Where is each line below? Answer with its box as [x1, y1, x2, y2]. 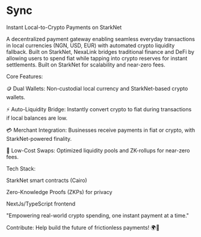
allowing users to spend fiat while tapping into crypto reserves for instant [6, 54, 188, 62]
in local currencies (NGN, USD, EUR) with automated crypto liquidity [6, 42, 175, 49]
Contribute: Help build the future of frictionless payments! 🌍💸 [6, 224, 160, 231]
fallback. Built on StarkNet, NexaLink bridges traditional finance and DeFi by [6, 48, 194, 55]
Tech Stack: [6, 164, 36, 172]
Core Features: [6, 73, 43, 80]
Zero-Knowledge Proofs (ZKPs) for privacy [6, 188, 113, 195]
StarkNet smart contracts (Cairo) [6, 177, 87, 184]
